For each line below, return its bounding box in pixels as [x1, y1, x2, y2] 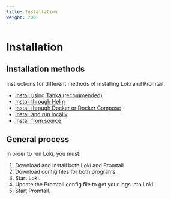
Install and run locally [14, 110, 68, 117]
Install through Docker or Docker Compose [14, 104, 121, 111]
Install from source [14, 117, 62, 124]
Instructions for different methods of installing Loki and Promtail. [6, 80, 165, 87]
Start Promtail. [14, 187, 51, 195]
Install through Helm [14, 98, 65, 105]
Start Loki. [14, 174, 41, 182]
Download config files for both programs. [14, 168, 117, 176]
